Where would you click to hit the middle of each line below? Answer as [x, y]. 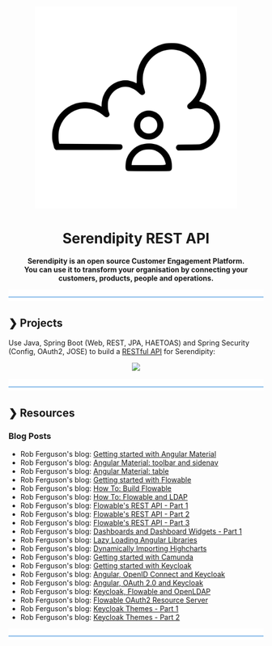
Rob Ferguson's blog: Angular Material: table [94, 471]
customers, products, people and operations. [136, 278]
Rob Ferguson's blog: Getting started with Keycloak [106, 565]
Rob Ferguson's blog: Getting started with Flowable [106, 479]
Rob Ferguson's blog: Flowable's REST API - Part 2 [105, 514]
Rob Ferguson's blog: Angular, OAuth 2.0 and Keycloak [112, 583]
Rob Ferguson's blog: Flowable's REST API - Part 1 [104, 505]
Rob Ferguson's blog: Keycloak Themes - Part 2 [100, 617]
